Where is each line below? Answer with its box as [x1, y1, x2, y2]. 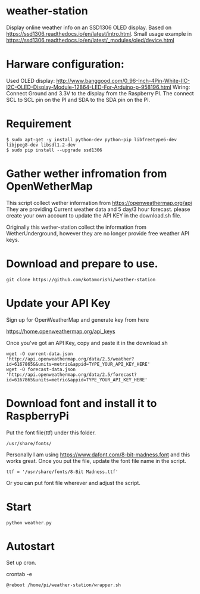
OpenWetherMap [6, 180, 93, 193]
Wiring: [172, 83, 190, 91]
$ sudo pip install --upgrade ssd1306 [6, 147, 102, 153]
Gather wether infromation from [6, 167, 167, 180]
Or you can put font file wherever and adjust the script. [6, 479, 141, 486]
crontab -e [6, 571, 33, 578]
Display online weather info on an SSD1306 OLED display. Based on [6, 24, 172, 31]
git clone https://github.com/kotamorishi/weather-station [6, 276, 156, 282]
